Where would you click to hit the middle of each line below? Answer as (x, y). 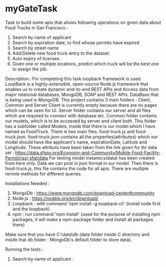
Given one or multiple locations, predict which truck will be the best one (85, 64)
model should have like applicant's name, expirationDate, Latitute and (76, 142)
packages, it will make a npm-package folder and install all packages (83, 219)
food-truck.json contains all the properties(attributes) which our (93, 137)
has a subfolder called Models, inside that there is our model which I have (80, 126)
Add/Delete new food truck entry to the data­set (60, 53)
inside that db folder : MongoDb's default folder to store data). (69, 240)
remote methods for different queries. (44, 174)
